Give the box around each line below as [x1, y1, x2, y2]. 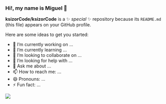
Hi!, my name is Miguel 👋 [5, 5, 68, 12]
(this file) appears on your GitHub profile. [5, 22, 92, 28]
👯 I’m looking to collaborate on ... [12, 52, 82, 58]
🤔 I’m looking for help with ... [12, 58, 73, 64]
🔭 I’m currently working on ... [12, 42, 73, 48]
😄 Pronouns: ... [12, 76, 46, 82]
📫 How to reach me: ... [12, 68, 62, 75]
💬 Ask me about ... [12, 63, 51, 69]
